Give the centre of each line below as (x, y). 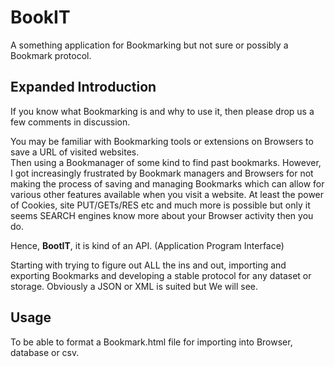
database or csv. (45, 352)
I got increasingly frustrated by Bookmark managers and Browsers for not (162, 173)
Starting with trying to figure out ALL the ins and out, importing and (148, 265)
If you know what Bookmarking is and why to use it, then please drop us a (162, 111)
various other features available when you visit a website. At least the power (167, 194)
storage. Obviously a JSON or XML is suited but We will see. (134, 286)
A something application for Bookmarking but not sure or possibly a (149, 45)
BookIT (40, 17)
